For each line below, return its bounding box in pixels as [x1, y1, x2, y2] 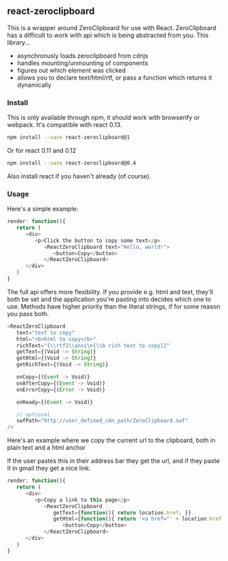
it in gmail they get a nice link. [7, 464, 91, 473]
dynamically [16, 80, 51, 88]
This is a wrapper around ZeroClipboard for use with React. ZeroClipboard [7, 23, 217, 32]
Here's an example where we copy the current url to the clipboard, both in [7, 436, 216, 444]
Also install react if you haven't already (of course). [7, 171, 151, 180]
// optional [16, 411, 51, 418]
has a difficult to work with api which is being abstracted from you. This [7, 31, 209, 39]
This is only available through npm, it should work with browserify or [7, 113, 200, 122]
